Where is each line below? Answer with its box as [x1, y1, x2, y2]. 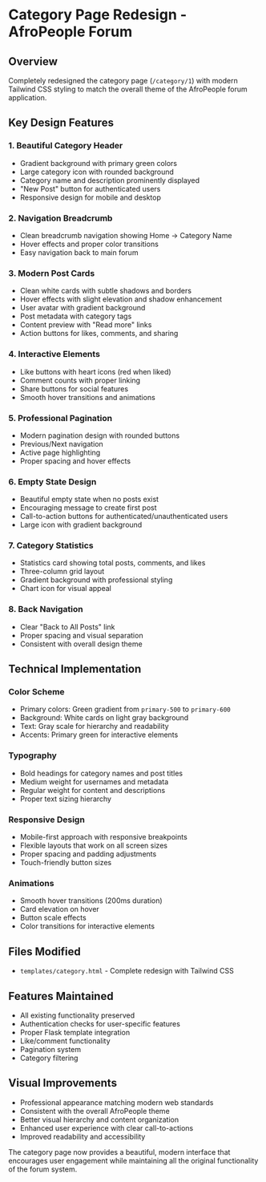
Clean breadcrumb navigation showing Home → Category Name [19, 230, 232, 240]
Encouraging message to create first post [19, 503, 158, 512]
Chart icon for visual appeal [19, 584, 112, 593]
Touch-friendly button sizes [19, 858, 112, 868]
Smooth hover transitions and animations [19, 392, 156, 402]
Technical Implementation [8, 662, 142, 676]
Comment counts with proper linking [19, 375, 141, 385]
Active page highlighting [19, 447, 101, 457]
